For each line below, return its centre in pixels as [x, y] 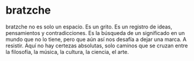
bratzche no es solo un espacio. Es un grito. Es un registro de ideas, [89, 27]
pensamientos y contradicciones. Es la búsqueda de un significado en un [95, 33]
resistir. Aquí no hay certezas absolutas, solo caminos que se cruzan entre [97, 46]
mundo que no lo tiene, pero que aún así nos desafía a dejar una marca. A [96, 39]
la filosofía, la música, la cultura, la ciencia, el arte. [67, 52]
